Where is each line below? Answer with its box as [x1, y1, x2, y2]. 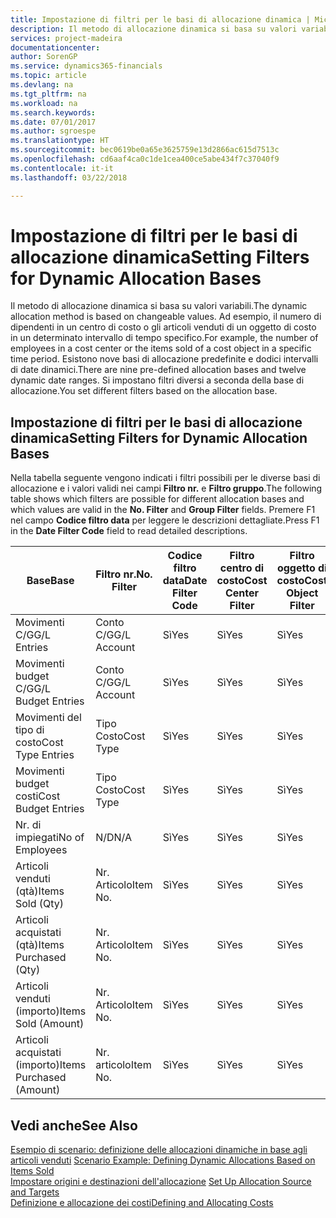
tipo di [15, 723, 45, 737]
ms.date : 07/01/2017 [10, 117, 97, 127]
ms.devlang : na [10, 80, 74, 90]
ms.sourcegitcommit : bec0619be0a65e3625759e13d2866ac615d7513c [10, 145, 280, 155]
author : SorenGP [10, 52, 78, 62]
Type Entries [15, 748, 75, 762]
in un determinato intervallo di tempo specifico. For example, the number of [10, 332, 319, 344]
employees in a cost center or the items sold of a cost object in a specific [10, 342, 312, 355]
